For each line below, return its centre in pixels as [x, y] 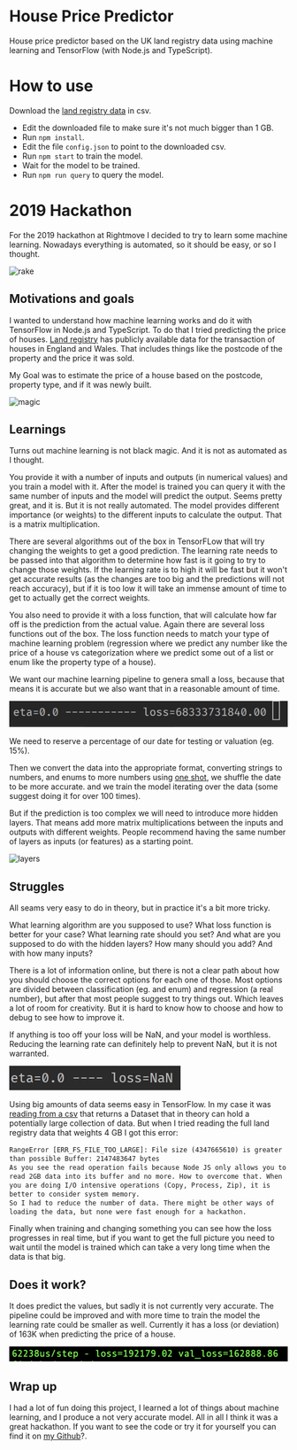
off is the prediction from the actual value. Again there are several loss [137, 624]
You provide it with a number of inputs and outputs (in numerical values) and [148, 477]
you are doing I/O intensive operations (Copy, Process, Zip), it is [140, 1186]
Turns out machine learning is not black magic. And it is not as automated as [148, 451]
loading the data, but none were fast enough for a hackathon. [128, 1212]
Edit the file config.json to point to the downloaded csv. [124, 146]
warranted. [29, 1054]
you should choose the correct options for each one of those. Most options [146, 980]
